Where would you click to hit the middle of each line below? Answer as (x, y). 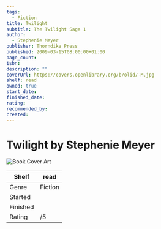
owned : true (21, 86)
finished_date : (26, 97)
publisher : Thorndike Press (42, 47)
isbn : (13, 63)
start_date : (21, 92)
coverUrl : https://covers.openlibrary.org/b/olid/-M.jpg (80, 75)
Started (20, 197)
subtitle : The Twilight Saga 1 (46, 29)
